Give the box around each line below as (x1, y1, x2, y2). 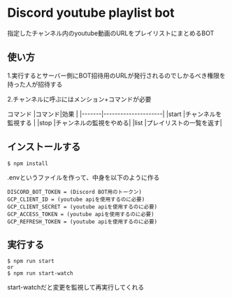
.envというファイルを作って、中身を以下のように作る (7, 173, 160, 181)
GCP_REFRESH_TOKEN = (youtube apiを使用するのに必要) (7, 218, 158, 225)
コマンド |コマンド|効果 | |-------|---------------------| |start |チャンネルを (7, 110, 222, 118)
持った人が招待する (7, 80, 63, 88)
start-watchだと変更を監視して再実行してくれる (7, 283, 145, 292)
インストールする (7, 141, 81, 153)
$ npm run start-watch (7, 270, 73, 277)
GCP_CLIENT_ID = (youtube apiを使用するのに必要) (7, 196, 145, 203)
